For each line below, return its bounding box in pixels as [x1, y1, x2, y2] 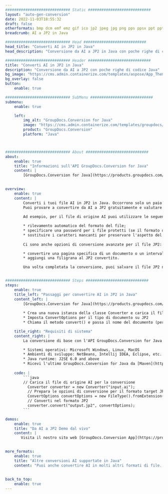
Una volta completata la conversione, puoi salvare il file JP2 [23, 264, 160, 270]
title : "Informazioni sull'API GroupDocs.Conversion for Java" [14, 163, 149, 168]
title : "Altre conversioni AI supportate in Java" [14, 458, 122, 463]
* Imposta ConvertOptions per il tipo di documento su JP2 [23, 315, 149, 320]
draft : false [5, 21, 32, 26]
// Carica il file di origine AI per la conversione [23, 379, 135, 385]
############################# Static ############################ [5, 7, 151, 12]
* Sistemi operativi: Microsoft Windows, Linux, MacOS [23, 347, 140, 352]
